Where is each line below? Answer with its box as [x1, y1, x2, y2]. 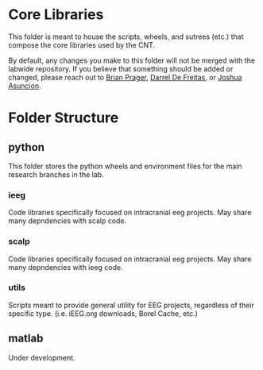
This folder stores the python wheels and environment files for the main [8, 161, 242, 171]
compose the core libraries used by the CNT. [8, 40, 156, 49]
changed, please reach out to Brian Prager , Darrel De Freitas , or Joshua [8, 72, 242, 82]
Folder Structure [8, 109, 119, 127]
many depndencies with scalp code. [8, 216, 127, 225]
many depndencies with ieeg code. [8, 262, 123, 272]
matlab [8, 332, 44, 345]
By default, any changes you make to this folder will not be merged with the [8, 56, 256, 65]
